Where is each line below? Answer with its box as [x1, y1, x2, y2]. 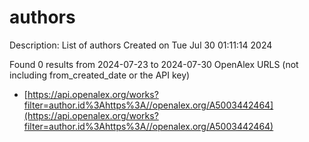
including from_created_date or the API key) [9, 69, 191, 81]
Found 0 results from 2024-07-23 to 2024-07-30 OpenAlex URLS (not [9, 58, 299, 70]
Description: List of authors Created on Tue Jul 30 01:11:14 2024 [9, 39, 273, 51]
